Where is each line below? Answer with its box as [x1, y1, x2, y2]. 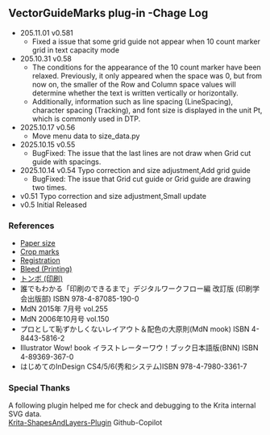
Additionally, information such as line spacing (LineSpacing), [31, 96, 234, 106]
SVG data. [8, 409, 42, 419]
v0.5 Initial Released [19, 200, 87, 209]
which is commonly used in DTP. [31, 113, 141, 124]
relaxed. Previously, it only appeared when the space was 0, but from [31, 70, 263, 80]
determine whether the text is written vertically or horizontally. [31, 88, 239, 98]
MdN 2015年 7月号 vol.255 [19, 304, 109, 314]
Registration [19, 256, 60, 265]
